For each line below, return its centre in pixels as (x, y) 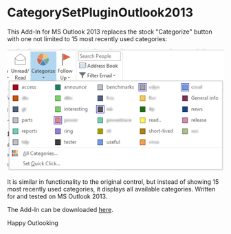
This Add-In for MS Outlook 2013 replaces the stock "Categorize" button (110, 32)
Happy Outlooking (33, 223)
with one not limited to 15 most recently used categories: (87, 38)
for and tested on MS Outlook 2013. (57, 196)
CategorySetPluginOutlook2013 (100, 13)
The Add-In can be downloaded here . (60, 209)
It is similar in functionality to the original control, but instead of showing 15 (113, 182)
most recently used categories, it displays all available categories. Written (111, 189)
